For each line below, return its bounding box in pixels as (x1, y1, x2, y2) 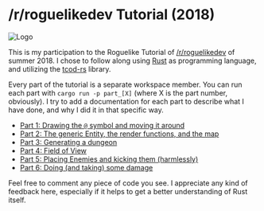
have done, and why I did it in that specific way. (8, 105, 165, 115)
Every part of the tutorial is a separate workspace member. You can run (8, 80, 243, 89)
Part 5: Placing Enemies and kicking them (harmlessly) (19, 154, 199, 164)
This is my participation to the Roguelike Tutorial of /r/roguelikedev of (8, 47, 235, 57)
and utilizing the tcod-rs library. (8, 64, 111, 73)
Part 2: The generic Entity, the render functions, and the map (19, 129, 219, 139)
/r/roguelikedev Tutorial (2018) (8, 6, 215, 24)
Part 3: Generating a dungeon (19, 137, 118, 147)
